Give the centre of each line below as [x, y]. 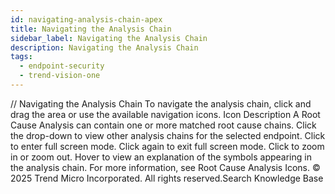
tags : [21, 57]
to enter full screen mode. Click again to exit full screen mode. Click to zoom [167, 146]
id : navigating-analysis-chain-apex [86, 19]
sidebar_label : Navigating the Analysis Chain [109, 38]
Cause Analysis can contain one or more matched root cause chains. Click [163, 125]
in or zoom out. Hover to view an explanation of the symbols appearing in [161, 157]
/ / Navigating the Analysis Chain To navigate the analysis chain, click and [161, 103]
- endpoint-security [62, 66]
